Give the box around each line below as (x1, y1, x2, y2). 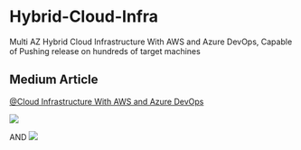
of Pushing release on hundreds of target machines (9, 45, 201, 56)
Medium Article (9, 72, 99, 88)
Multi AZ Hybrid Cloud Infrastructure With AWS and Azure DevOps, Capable (9, 36, 293, 47)
